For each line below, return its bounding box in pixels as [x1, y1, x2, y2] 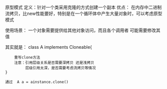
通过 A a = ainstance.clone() [5, 80, 69, 85]
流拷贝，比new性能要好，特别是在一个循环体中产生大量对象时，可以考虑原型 [5, 10, 163, 16]
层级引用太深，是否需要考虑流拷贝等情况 [25, 66, 96, 71]
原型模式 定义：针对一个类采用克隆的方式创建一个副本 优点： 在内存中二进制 [5, 4, 162, 10]
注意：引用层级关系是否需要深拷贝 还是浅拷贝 [14, 60, 95, 65]
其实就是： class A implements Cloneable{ [5, 44, 92, 50]
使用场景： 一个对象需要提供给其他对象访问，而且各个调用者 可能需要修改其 [5, 27, 161, 33]
